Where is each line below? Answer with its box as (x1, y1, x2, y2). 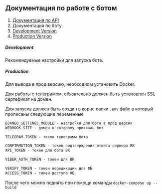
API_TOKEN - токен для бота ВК (5, 148, 70, 153)
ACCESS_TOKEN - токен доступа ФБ (5, 171, 75, 176)
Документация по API (12, 17, 59, 23)
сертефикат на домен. (5, 96, 53, 102)
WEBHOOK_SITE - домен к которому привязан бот (5, 125, 104, 130)
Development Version (12, 27, 57, 34)
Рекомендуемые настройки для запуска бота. (5, 57, 104, 63)
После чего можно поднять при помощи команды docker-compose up (5, 180, 151, 186)
